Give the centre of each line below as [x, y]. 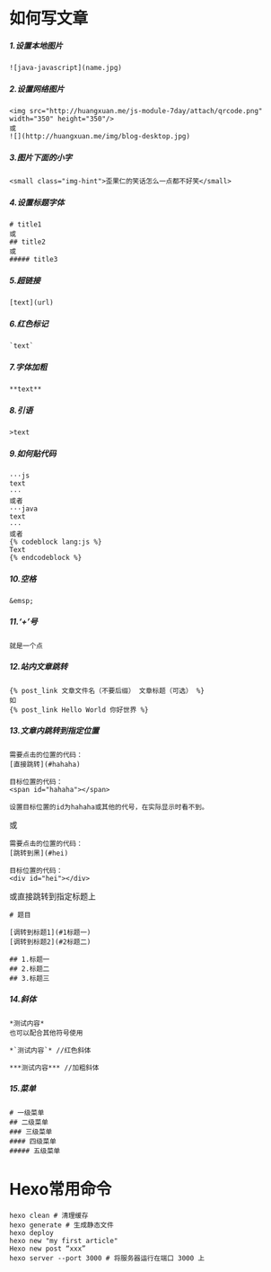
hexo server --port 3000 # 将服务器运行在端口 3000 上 [107, 1258]
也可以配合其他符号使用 [46, 1033]
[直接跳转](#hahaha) [45, 764]
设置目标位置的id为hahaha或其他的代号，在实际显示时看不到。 [109, 807]
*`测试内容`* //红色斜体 [50, 1050]
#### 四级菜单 [33, 1141]
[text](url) [31, 303]
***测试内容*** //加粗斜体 [54, 1067]
